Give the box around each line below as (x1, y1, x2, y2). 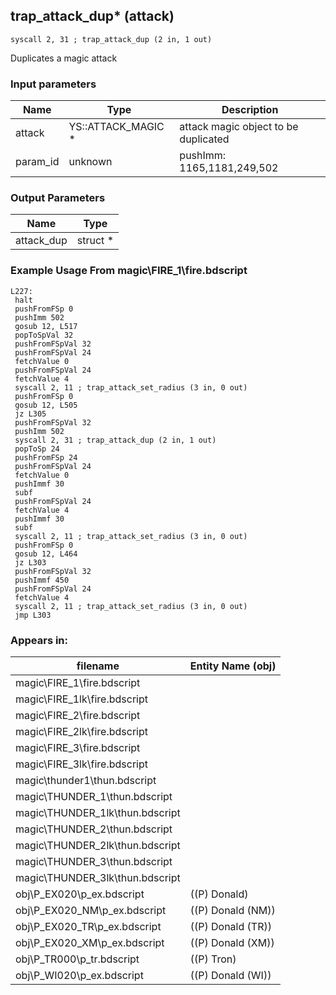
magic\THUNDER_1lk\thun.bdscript (15, 806, 181, 819)
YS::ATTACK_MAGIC (68, 120, 165, 134)
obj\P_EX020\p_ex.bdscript (15, 887, 145, 901)
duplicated (179, 132, 230, 146)
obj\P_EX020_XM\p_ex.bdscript (15, 936, 165, 949)
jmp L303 (14, 610, 52, 620)
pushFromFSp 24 (14, 452, 78, 463)
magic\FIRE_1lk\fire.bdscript (15, 692, 148, 706)
